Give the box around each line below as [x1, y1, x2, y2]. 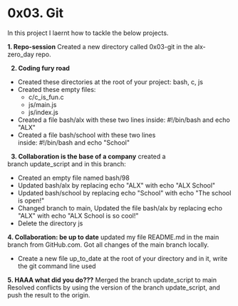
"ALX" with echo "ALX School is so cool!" [17, 211, 139, 220]
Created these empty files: [17, 85, 96, 93]
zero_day [7, 50, 34, 58]
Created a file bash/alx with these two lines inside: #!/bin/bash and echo [17, 116, 230, 124]
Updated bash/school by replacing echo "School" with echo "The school [17, 188, 232, 197]
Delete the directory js [17, 219, 83, 228]
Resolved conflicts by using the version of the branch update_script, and [7, 283, 221, 292]
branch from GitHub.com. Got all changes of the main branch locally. [7, 240, 209, 249]
